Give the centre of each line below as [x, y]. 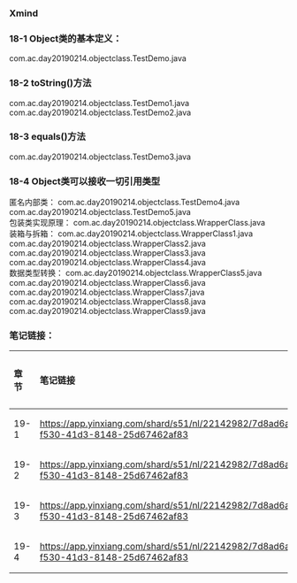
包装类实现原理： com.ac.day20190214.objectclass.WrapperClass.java [137, 223]
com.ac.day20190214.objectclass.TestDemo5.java [100, 212]
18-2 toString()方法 [50, 83]
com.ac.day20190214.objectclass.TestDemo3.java [100, 157]
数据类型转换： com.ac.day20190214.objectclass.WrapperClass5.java [136, 273]
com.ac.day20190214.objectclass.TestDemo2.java [100, 112]
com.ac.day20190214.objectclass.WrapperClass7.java [107, 292]
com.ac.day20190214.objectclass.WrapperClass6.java [107, 283]
